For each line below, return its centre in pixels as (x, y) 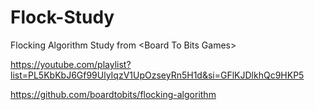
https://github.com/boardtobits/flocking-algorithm (113, 94)
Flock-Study (62, 17)
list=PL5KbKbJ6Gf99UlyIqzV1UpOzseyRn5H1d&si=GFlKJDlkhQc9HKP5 (157, 75)
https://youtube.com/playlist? (71, 64)
